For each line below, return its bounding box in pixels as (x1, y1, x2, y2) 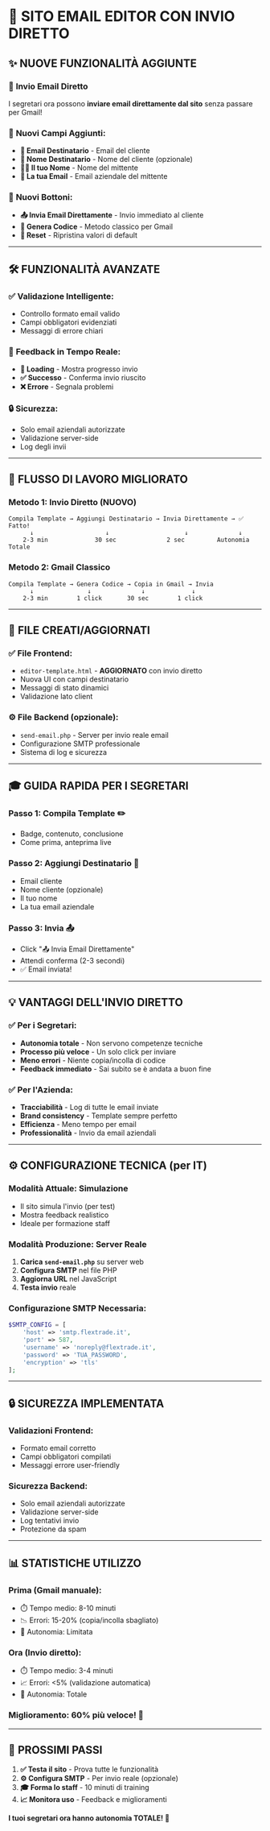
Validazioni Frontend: (8, 1425, 94, 1436)
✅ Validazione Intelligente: (8, 290, 114, 301)
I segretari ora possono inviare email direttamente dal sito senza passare (8, 98, 253, 108)
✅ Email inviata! (19, 964, 72, 974)
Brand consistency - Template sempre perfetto (19, 1111, 178, 1121)
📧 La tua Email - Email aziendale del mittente (19, 172, 168, 181)
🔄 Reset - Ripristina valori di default (19, 230, 138, 240)
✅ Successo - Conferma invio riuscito (19, 373, 146, 383)
